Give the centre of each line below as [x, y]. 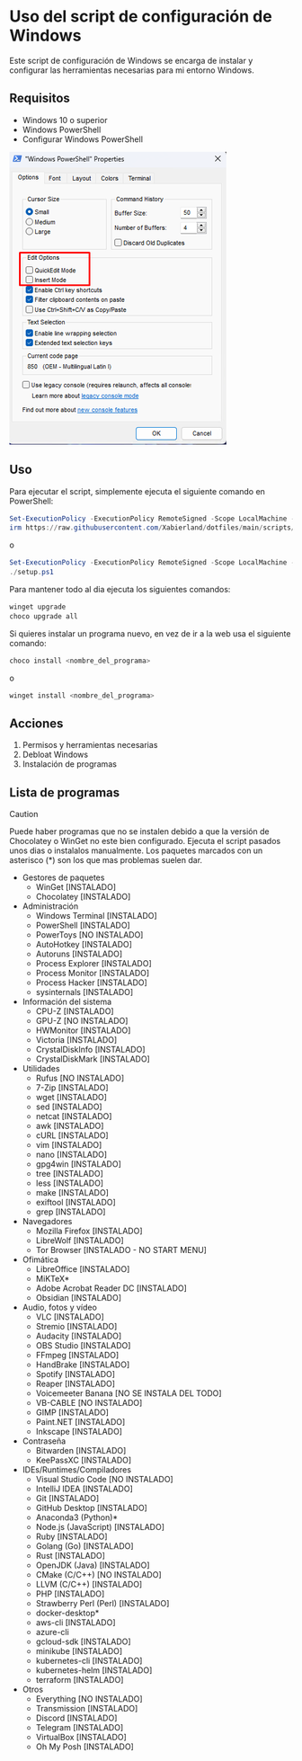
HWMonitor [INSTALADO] [83, 1030]
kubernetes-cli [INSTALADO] [89, 1661]
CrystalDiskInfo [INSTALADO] [90, 1050]
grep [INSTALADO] [71, 1212]
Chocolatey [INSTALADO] [83, 897]
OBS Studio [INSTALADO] [83, 1346]
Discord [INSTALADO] [76, 1718]
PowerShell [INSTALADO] [83, 925]
